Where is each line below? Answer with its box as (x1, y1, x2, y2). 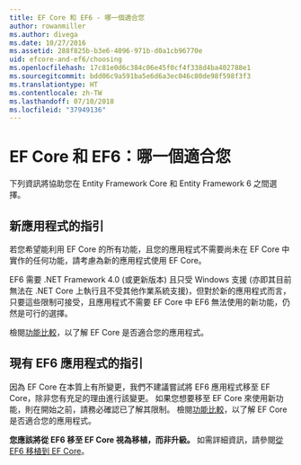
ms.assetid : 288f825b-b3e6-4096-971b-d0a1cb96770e (9, 47, 203, 56)
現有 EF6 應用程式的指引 (9, 356, 144, 371)
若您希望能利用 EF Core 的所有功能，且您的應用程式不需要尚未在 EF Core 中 (9, 244, 290, 255)
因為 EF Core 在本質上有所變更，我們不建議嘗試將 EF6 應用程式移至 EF (9, 381, 271, 392)
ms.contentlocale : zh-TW (9, 88, 102, 97)
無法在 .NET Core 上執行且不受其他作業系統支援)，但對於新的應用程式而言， (9, 285, 291, 296)
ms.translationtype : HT (9, 80, 99, 89)
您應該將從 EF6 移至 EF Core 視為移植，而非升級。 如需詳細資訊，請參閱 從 (9, 434, 284, 445)
